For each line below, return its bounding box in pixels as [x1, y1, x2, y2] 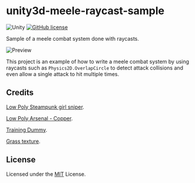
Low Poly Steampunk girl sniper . [6, 103, 84, 110]
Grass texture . [6, 138, 41, 145]
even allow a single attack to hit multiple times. [6, 70, 120, 77]
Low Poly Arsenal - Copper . [6, 115, 73, 122]
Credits [6, 87, 34, 98]
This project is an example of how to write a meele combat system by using [6, 58, 190, 65]
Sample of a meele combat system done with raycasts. [6, 35, 140, 42]
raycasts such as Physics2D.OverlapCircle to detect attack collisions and [6, 64, 184, 71]
